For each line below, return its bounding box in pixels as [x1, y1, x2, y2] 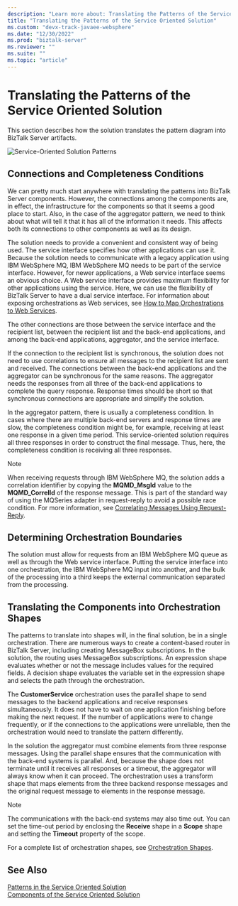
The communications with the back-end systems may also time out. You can [7, 814, 230, 823]
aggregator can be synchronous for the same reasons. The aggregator [7, 371, 214, 380]
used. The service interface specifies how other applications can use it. [7, 246, 216, 254]
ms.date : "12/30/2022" [7, 30, 74, 38]
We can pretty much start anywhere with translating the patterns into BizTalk [7, 186, 231, 195]
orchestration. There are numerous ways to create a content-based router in [7, 639, 230, 647]
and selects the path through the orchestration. [7, 676, 145, 685]
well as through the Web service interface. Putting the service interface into [7, 558, 228, 566]
